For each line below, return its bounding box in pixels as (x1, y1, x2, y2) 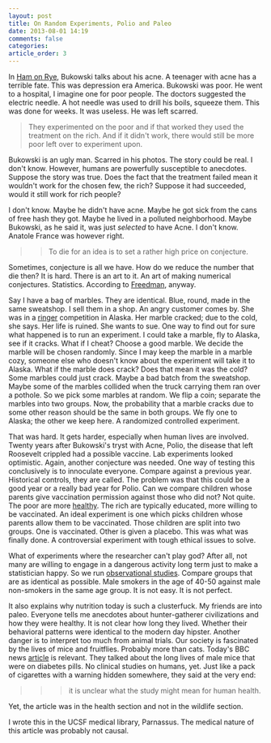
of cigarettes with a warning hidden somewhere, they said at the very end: (8, 670, 256, 680)
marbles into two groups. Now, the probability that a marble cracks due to (8, 399, 254, 408)
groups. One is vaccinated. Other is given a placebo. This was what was (8, 526, 249, 536)
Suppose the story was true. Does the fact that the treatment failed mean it (8, 172, 258, 182)
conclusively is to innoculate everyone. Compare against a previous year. (8, 466, 252, 475)
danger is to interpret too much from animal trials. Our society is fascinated (8, 636, 259, 645)
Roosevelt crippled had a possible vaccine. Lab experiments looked (8, 449, 233, 458)
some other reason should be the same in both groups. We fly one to (8, 407, 238, 417)
